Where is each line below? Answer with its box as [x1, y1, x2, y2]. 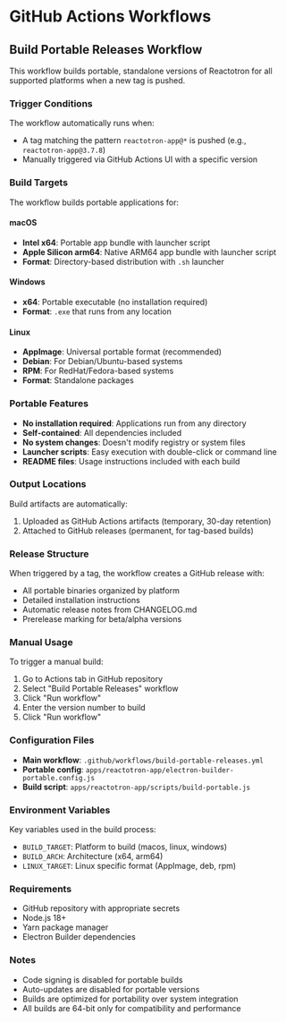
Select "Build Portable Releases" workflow [21, 683, 179, 694]
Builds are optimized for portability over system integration [21, 993, 239, 1004]
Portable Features [9, 397, 89, 410]
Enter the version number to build [21, 703, 146, 713]
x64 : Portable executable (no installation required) [21, 297, 208, 307]
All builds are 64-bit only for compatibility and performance [21, 1002, 241, 1013]
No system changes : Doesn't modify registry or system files [21, 437, 246, 447]
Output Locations [9, 478, 87, 490]
